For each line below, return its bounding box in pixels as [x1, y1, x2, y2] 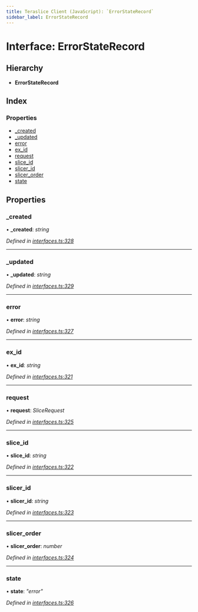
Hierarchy [6, 63, 44, 73]
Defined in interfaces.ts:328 [6, 237, 74, 244]
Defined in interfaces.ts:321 [6, 373, 73, 380]
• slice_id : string [6, 452, 47, 459]
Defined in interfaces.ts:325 [6, 418, 74, 426]
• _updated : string [6, 271, 51, 278]
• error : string [6, 316, 40, 323]
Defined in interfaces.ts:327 [6, 328, 74, 335]
